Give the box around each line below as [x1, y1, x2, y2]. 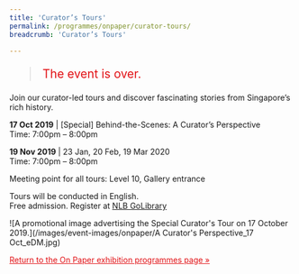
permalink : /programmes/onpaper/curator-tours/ [9, 22, 192, 31]
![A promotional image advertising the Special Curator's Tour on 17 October [9, 218, 288, 229]
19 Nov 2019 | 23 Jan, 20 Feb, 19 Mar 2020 [9, 146, 170, 158]
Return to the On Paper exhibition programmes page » [9, 254, 210, 266]
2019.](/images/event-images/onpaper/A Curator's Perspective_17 [9, 227, 254, 239]
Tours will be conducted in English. [9, 191, 140, 202]
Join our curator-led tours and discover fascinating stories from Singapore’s [9, 92, 291, 104]
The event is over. [41, 67, 141, 82]
